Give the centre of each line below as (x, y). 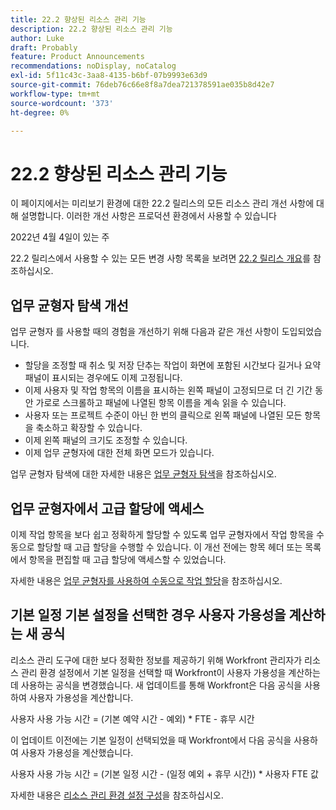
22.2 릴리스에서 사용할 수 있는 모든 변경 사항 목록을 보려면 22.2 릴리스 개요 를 (161, 258)
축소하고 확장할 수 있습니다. (89, 428)
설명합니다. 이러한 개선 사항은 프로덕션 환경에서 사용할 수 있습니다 (148, 216)
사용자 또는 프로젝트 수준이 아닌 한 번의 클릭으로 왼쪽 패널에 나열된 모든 (163, 415)
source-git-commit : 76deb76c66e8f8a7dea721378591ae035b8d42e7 (142, 85)
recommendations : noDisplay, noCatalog (93, 66)
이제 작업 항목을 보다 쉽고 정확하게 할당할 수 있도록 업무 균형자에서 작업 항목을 (162, 534)
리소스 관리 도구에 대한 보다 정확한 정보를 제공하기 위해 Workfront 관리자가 (156, 660)
